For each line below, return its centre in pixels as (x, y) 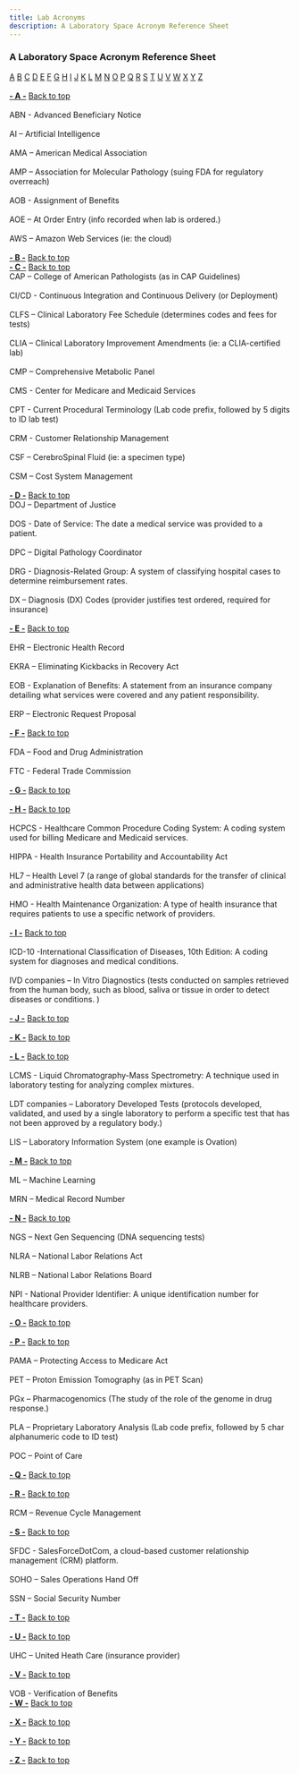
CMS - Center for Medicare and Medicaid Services (103, 390)
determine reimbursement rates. (68, 580)
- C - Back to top (40, 267)
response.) (29, 1408)
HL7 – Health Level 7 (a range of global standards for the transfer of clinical (148, 875)
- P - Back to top (39, 1341)
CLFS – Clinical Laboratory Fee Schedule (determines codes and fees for (143, 314)
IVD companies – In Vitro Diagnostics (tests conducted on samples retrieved (149, 980)
